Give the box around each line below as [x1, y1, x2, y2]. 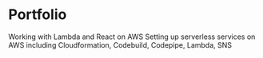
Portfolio [8, 6, 67, 24]
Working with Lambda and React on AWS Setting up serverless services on [8, 32, 256, 41]
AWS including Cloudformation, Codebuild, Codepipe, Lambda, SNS [8, 40, 233, 49]
